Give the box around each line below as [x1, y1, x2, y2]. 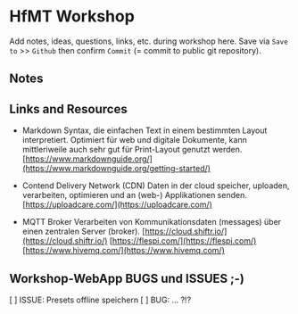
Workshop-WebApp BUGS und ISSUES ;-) [9, 270, 245, 286]
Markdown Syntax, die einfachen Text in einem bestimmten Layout [21, 125, 268, 136]
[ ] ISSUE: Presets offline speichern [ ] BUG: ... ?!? [9, 294, 192, 305]
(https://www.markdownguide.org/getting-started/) [21, 163, 211, 174]
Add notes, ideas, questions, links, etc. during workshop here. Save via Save [9, 36, 288, 46]
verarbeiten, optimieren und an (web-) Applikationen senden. [21, 190, 247, 201]
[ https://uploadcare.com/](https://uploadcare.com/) [21, 199, 212, 211]
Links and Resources [9, 101, 128, 117]
